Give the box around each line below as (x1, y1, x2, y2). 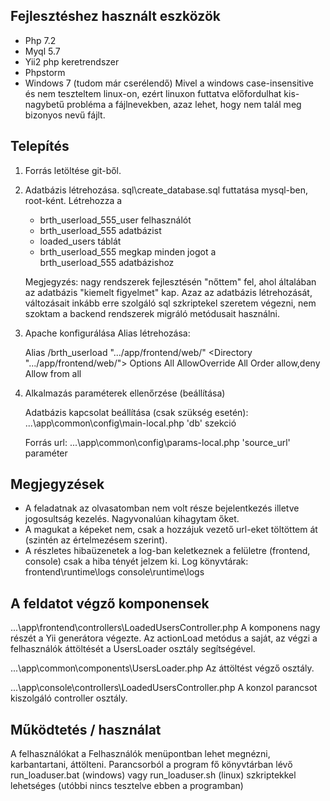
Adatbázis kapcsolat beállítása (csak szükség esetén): (24, 406, 249, 418)
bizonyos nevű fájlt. (24, 109, 106, 121)
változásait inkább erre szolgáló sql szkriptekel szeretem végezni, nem (24, 297, 317, 309)
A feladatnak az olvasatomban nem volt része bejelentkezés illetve (24, 502, 300, 514)
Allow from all (24, 367, 82, 379)
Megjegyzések (10, 476, 105, 493)
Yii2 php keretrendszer (24, 55, 120, 68)
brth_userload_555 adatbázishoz (39, 256, 175, 268)
